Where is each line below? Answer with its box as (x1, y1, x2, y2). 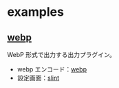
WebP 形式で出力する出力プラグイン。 (7, 51, 116, 58)
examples (7, 4, 64, 20)
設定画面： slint (17, 74, 60, 82)
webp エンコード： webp (17, 65, 87, 73)
